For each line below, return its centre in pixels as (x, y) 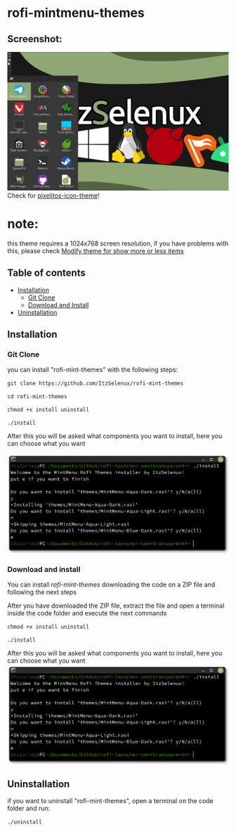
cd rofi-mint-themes (38, 397)
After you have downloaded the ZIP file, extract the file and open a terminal (116, 606)
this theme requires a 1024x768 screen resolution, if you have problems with (118, 243)
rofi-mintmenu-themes (76, 13)
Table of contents (46, 273)
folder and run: (29, 808)
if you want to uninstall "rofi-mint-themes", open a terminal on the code (111, 801)
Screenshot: (35, 39)
